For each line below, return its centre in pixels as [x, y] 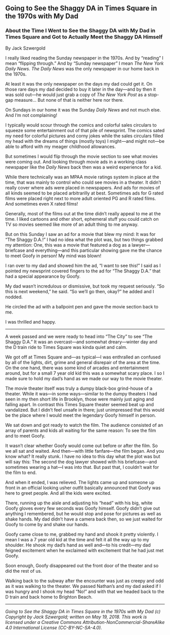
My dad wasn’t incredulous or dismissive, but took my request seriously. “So [85, 286]
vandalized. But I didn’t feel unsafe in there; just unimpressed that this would [85, 410]
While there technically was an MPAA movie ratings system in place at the [82, 177]
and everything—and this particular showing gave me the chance [94, 250]
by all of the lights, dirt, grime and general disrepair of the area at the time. [83, 362]
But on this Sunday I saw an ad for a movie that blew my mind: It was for [80, 234]
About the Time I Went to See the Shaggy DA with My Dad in [80, 31]
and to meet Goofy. [25, 435]
